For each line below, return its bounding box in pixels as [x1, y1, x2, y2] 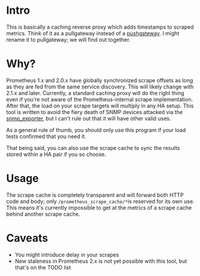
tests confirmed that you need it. [6, 133, 87, 140]
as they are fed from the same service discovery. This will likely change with [6, 83, 194, 90]
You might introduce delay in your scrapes [14, 251, 119, 258]
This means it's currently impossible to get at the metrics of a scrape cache [6, 204, 192, 211]
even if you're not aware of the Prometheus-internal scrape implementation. [6, 96, 193, 103]
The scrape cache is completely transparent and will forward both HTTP [6, 191, 184, 198]
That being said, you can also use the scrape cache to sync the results [6, 144, 180, 151]
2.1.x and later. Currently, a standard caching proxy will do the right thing [6, 89, 184, 96]
